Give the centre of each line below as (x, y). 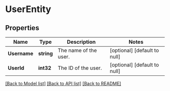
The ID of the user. (80, 68)
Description (81, 42)
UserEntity (28, 9)
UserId (16, 68)
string (46, 54)
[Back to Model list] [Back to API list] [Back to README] (63, 83)
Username (21, 54)
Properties (22, 28)
